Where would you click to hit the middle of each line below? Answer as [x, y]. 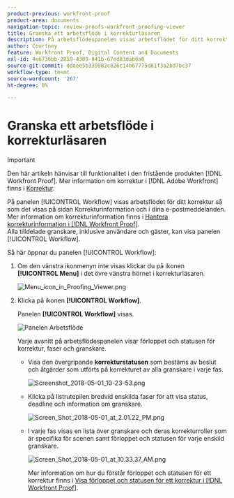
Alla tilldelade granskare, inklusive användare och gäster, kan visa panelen [114, 232]
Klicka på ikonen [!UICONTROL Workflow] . [79, 300]
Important [21, 160]
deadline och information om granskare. [85, 404]
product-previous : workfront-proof [59, 14]
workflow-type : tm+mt [39, 72]
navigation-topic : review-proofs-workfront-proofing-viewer [96, 27]
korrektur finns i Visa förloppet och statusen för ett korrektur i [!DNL [125, 481]
